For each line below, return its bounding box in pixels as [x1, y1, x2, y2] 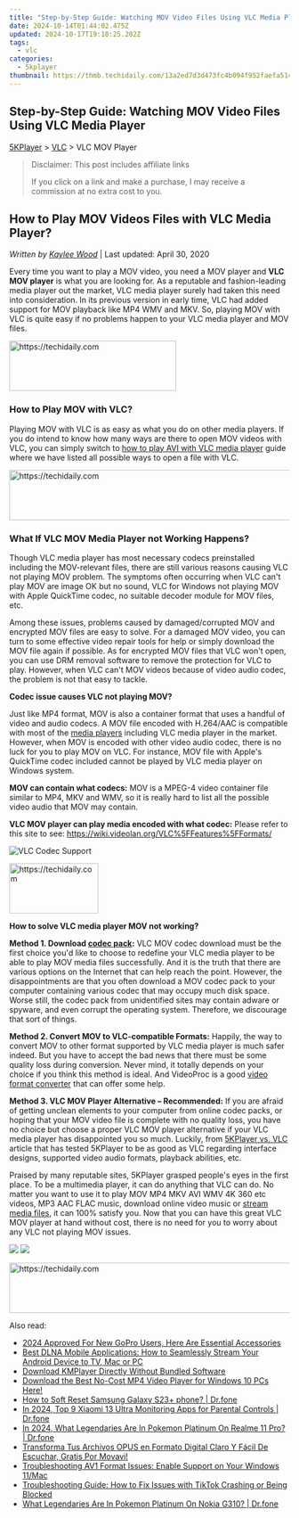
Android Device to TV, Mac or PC [21, 1356, 144, 1366]
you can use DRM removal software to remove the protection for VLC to [9, 654, 271, 665]
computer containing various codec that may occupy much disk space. [9, 985, 270, 996]
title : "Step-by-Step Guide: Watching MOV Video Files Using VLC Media [9, 12, 280, 22]
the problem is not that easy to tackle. [9, 674, 149, 685]
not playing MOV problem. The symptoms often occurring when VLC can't [9, 571, 281, 582]
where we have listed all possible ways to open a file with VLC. [9, 452, 239, 463]
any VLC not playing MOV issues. [9, 1227, 132, 1237]
